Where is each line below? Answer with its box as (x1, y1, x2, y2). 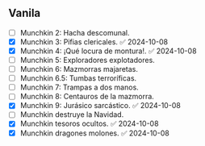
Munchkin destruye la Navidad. (19, 110, 124, 119)
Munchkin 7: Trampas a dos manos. (19, 82, 139, 92)
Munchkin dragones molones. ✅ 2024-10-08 (19, 128, 169, 138)
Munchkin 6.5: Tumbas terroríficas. (19, 73, 137, 83)
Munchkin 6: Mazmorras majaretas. (19, 65, 139, 74)
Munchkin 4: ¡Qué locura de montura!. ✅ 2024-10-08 (19, 46, 197, 56)
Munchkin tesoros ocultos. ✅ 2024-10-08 (19, 119, 159, 128)
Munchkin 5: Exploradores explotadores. (19, 56, 155, 65)
